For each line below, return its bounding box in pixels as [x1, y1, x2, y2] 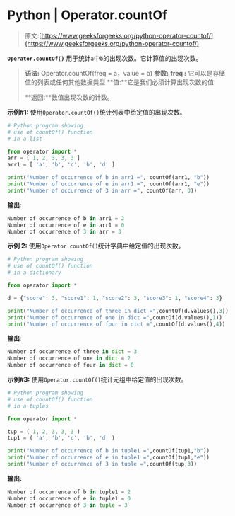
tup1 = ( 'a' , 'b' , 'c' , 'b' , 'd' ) [7, 435, 115, 442]
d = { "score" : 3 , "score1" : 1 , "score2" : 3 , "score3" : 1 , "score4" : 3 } [7, 294, 223, 302]
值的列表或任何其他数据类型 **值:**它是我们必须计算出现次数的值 [24, 78, 214, 86]
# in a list [7, 135, 42, 142]
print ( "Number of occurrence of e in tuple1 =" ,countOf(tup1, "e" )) [7, 454, 210, 461]
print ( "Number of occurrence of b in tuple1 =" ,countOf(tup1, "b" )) [7, 447, 210, 454]
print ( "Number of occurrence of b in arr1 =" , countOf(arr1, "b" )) [7, 174, 210, 181]
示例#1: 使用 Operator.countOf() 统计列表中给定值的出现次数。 [7, 108, 186, 116]
